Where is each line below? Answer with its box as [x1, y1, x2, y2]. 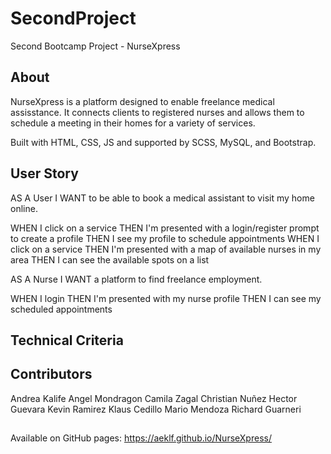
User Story [10, 165, 79, 182]
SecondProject [10, 7, 137, 30]
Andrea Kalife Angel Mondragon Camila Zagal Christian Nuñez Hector [10, 392, 298, 404]
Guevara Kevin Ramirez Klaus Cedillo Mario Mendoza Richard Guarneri [10, 403, 302, 415]
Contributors [10, 366, 93, 383]
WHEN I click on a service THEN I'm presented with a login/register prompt [10, 222, 320, 234]
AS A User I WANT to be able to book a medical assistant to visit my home [10, 192, 315, 204]
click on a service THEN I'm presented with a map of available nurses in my [10, 243, 322, 255]
